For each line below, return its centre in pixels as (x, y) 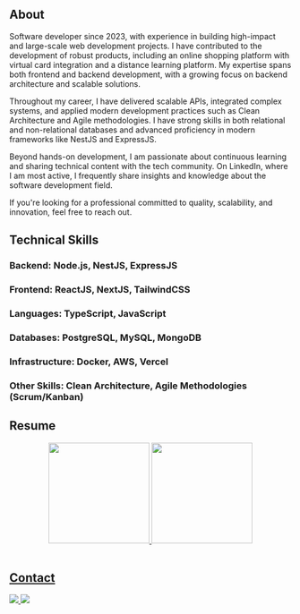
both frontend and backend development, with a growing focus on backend (149, 74)
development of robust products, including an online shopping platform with (150, 55)
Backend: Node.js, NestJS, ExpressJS (93, 266)
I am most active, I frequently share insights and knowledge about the (138, 175)
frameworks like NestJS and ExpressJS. (83, 139)
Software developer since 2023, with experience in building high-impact (142, 36)
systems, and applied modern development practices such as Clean (135, 110)
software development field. (61, 185)
